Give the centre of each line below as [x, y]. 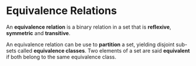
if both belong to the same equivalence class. [61, 57]
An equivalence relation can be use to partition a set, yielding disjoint [90, 44]
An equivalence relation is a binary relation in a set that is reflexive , [89, 27]
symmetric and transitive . [38, 33]
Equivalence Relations [62, 11]
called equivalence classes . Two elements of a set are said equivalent [104, 50]
